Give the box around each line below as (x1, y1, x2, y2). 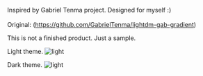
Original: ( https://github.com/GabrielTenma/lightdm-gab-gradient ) (7, 21, 197, 28)
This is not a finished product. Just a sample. (7, 34, 136, 42)
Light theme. (7, 48, 44, 55)
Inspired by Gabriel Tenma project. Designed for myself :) (7, 6, 172, 14)
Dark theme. (7, 61, 43, 68)
